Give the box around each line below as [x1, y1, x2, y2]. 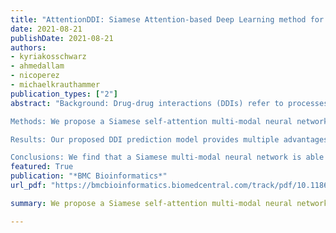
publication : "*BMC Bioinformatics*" [10, 171, 168, 181]
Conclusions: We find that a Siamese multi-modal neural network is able [10, 152, 325, 163]
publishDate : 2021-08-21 [10, 33, 114, 43]
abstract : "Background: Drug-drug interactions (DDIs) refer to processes [10, 98, 329, 108]
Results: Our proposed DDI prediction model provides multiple [10, 134, 280, 145]
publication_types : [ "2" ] [10, 89, 118, 99]
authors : [10, 42, 47, 53]
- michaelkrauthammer [10, 80, 101, 90]
